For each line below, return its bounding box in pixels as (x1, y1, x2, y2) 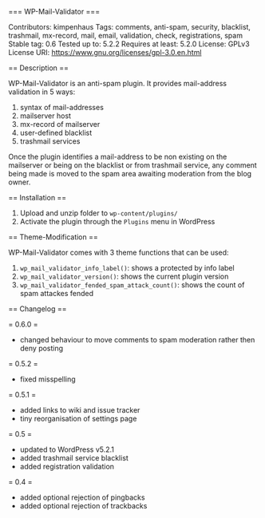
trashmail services (19, 136, 81, 146)
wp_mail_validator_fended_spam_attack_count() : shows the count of (19, 280, 245, 290)
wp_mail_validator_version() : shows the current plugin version (19, 271, 229, 281)
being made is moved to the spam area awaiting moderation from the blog (8, 169, 252, 178)
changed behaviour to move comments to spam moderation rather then (19, 335, 255, 344)
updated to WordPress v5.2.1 (19, 445, 114, 454)
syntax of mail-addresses (19, 103, 104, 112)
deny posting (19, 343, 64, 353)
